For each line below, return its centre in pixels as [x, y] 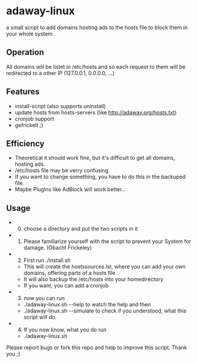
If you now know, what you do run [65, 330]
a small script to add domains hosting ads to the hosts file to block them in [97, 27]
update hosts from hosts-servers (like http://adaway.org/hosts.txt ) [96, 112]
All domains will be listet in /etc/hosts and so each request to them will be [96, 67]
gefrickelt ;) [29, 125]
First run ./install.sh [47, 260]
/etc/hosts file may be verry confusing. [62, 171]
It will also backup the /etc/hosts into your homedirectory [93, 279]
